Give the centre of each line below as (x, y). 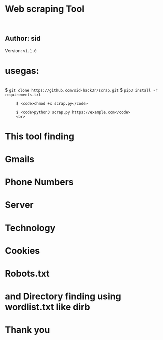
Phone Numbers (39, 182)
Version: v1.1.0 (21, 50)
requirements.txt (23, 95)
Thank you (28, 330)
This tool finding (40, 136)
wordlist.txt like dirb (48, 307)
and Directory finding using (63, 296)
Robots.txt (27, 274)
